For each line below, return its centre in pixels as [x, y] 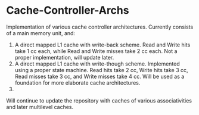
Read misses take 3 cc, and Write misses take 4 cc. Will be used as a [99, 76]
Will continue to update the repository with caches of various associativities [99, 100]
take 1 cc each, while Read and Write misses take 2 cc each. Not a [96, 51]
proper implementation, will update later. [64, 57]
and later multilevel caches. [40, 107]
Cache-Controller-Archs [68, 10]
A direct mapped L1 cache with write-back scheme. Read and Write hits [102, 45]
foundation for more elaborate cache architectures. [77, 83]
